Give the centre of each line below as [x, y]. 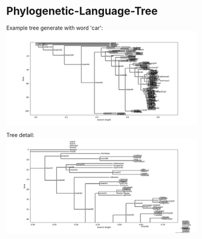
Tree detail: [20, 135]
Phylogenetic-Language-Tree [82, 11]
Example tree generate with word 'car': [55, 28]
